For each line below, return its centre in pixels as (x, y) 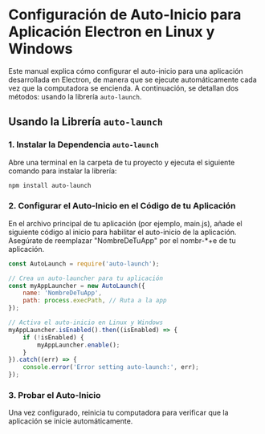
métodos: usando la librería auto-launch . (75, 96)
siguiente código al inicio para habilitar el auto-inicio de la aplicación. (122, 232)
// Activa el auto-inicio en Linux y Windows (86, 322)
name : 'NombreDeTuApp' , (63, 293)
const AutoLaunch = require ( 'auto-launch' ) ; (84, 264)
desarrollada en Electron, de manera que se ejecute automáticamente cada (132, 79)
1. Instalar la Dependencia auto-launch (84, 144)
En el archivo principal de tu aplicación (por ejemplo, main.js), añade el (125, 223)
